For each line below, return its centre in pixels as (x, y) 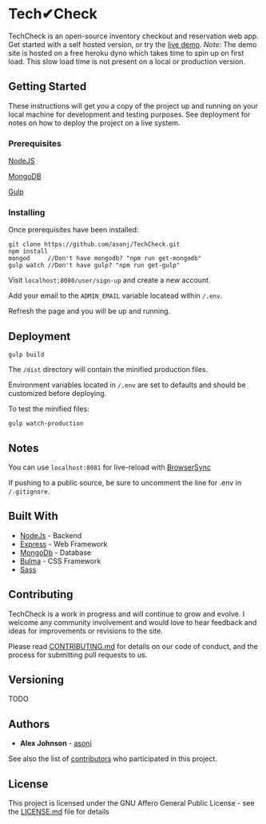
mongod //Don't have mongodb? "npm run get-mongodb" (105, 259)
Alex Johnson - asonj (56, 743)
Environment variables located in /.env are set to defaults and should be (127, 385)
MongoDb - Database (56, 553)
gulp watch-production (46, 424)
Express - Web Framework (64, 544)
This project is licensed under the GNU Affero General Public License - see (131, 803)
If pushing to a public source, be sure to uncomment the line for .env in (125, 482)
